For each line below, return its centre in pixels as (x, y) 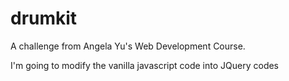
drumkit (44, 18)
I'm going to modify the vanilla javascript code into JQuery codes (145, 65)
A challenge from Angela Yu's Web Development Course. (128, 46)
